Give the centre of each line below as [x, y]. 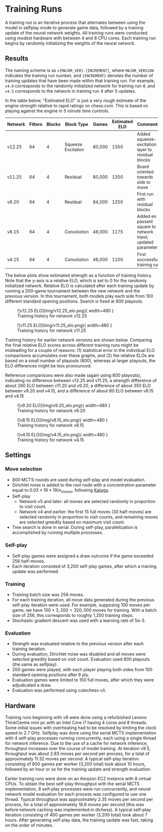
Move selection [24, 469]
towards [145, 177]
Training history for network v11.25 [52, 330]
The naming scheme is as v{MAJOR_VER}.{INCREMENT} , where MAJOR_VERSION [80, 70]
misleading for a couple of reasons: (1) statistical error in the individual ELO [80, 350]
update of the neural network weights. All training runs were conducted [76, 33]
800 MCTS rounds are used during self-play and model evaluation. [79, 480]
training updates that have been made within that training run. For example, [80, 80]
